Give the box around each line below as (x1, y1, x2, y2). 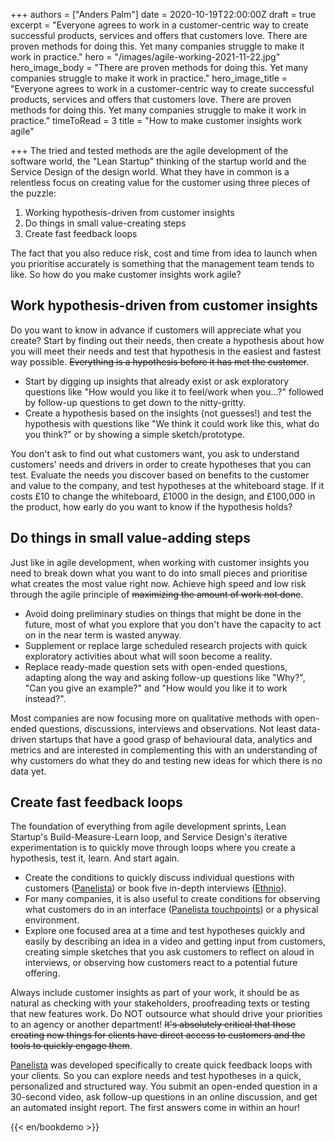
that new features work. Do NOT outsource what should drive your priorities (10, 1008, 323, 1020)
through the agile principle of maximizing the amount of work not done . (10, 588, 304, 600)
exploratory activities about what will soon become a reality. (24, 650, 273, 662)
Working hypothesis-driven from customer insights (24, 207, 235, 218)
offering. (24, 967, 61, 979)
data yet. (10, 765, 47, 777)
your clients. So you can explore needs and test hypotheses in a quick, (10, 1070, 302, 1082)
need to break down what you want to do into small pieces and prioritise (10, 567, 308, 579)
